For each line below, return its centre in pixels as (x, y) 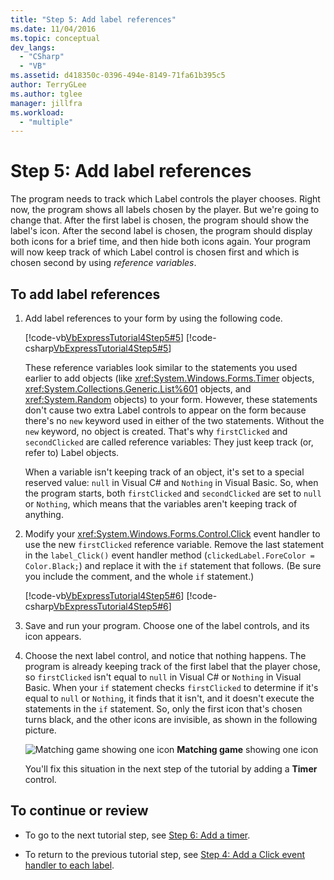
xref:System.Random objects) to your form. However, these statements (171, 399)
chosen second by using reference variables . (103, 263)
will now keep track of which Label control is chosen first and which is (155, 252)
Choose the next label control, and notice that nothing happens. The (165, 655)
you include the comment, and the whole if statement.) (139, 576)
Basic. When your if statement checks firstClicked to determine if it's (171, 687)
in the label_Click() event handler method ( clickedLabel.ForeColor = (169, 555)
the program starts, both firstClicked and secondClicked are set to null (173, 493)
